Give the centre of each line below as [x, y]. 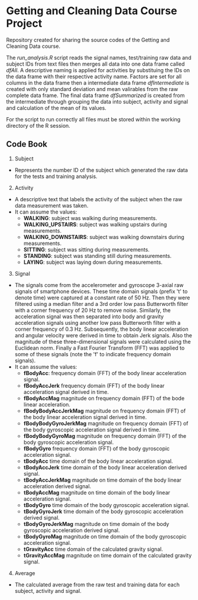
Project [24, 23]
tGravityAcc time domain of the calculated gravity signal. [93, 549]
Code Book [27, 144]
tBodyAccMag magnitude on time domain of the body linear [97, 492]
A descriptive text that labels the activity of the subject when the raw [98, 199]
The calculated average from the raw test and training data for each [97, 585]
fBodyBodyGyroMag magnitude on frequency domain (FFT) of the [105, 436]
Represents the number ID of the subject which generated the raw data [101, 170]
